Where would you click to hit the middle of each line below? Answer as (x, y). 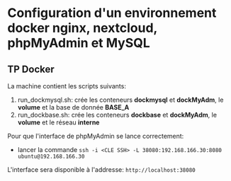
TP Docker (31, 69)
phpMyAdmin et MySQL (79, 43)
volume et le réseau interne (58, 122)
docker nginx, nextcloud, (83, 28)
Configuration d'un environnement (112, 13)
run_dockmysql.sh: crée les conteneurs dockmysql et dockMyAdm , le (120, 100)
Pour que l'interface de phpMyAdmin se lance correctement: (96, 136)
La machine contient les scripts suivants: (67, 86)
